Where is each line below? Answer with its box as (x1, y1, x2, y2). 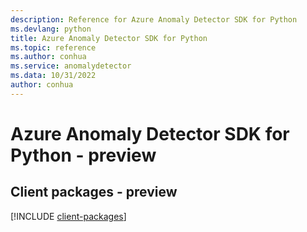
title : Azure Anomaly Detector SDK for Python (10, 33, 208, 43)
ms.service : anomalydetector (10, 61, 132, 71)
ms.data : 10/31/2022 (10, 71, 97, 81)
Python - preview (10, 144, 157, 166)
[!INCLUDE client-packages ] (10, 210, 127, 222)
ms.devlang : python (10, 24, 92, 34)
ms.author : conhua (10, 52, 87, 62)
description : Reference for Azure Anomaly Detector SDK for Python (10, 14, 298, 25)
